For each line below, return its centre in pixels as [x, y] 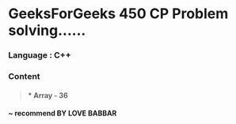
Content [25, 77]
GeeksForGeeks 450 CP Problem [118, 14]
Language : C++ [40, 55]
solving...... [47, 30]
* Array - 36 [48, 95]
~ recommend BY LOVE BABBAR [63, 113]
